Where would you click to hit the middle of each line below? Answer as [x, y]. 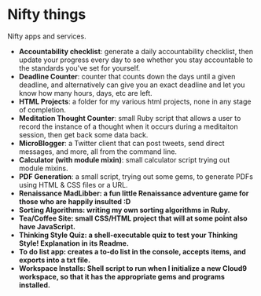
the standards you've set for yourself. [79, 68]
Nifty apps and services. [47, 36]
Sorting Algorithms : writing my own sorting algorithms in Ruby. [124, 210]
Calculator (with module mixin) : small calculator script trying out [124, 159]
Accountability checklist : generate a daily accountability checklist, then [136, 51]
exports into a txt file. [55, 260]
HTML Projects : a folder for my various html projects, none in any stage [135, 101]
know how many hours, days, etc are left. [85, 93]
